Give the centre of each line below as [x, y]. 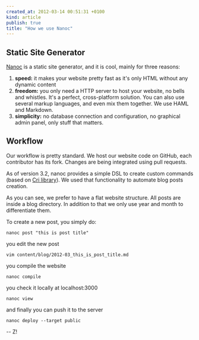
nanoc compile [24, 277]
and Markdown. [34, 110]
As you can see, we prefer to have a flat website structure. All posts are [94, 198]
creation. [17, 186]
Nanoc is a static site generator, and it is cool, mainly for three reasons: [93, 67]
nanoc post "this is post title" [48, 233]
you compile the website [36, 266]
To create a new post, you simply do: [51, 222]
